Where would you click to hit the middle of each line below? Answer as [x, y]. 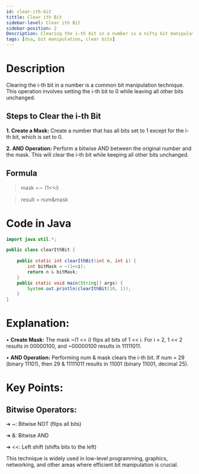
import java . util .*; [32, 239]
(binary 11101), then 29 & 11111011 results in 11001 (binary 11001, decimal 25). [97, 364]
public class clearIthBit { [41, 250]
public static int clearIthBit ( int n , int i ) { [76, 261]
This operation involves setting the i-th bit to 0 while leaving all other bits [95, 91]
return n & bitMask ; [53, 272]
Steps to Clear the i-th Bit [54, 116]
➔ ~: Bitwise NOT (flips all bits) [44, 424]
